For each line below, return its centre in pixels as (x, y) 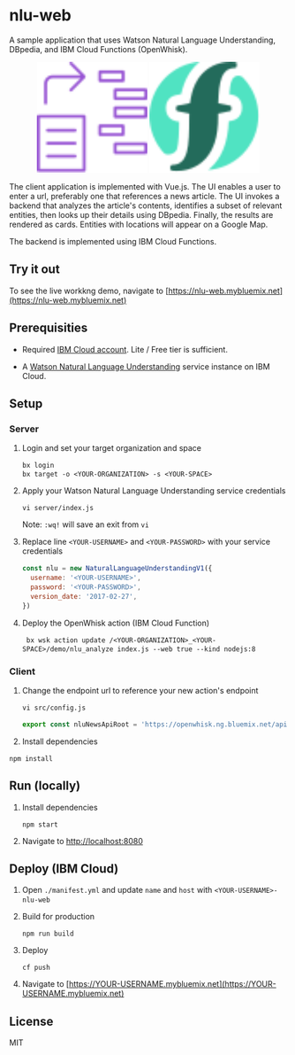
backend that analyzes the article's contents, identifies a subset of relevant (146, 206)
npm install (31, 758)
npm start (40, 825)
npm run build (48, 934)
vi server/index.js (58, 508)
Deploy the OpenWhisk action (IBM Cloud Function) (116, 623)
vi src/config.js (54, 708)
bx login (38, 466)
